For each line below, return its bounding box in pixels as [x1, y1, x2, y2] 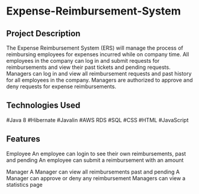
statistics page [6, 181, 43, 188]
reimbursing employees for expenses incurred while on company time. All [6, 51, 189, 58]
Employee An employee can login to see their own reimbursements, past [6, 150, 186, 157]
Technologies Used [6, 100, 80, 111]
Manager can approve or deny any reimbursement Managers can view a [6, 174, 186, 182]
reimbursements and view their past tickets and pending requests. [6, 63, 171, 71]
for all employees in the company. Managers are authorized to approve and [6, 77, 193, 83]
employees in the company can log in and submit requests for [6, 57, 160, 64]
